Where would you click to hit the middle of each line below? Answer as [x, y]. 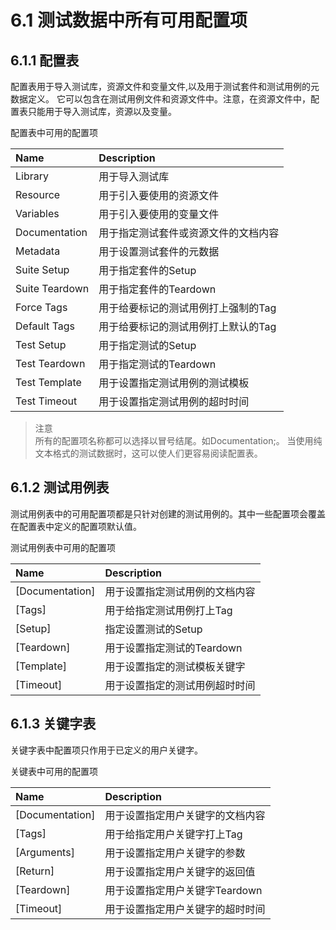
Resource [38, 194]
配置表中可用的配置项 [54, 132]
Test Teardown [50, 363]
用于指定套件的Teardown [157, 289]
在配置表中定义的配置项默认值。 [76, 526]
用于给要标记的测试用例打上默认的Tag [187, 326]
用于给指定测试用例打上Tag [168, 610]
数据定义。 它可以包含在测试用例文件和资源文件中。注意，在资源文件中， [160, 99]
